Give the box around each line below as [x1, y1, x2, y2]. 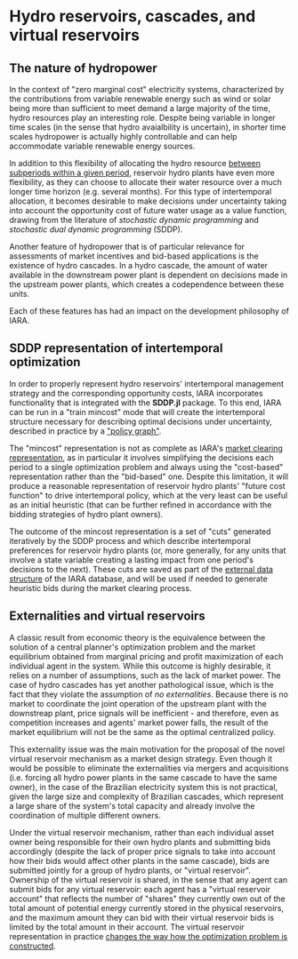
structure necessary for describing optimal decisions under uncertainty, [9, 416, 273, 427]
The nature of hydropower [9, 60, 157, 76]
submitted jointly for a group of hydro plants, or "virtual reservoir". [9, 865, 252, 875]
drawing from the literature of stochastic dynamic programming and [9, 215, 260, 225]
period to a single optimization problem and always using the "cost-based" [9, 461, 284, 472]
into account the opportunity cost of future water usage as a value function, [9, 205, 287, 215]
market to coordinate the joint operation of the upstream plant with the [9, 698, 267, 708]
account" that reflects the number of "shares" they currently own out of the [9, 893, 286, 904]
